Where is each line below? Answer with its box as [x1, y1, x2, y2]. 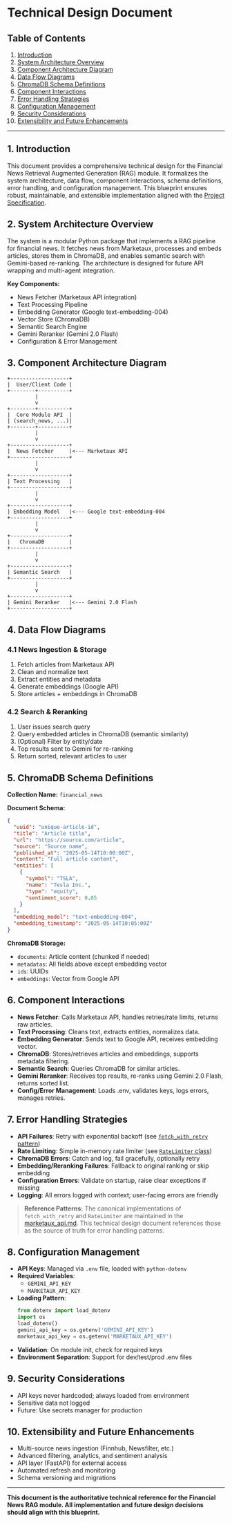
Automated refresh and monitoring [17, 1466, 116, 1475]
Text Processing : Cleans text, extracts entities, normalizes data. [17, 1027, 200, 1036]
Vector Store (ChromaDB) [17, 315, 90, 323]
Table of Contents [7, 32, 86, 44]
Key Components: [7, 279, 60, 288]
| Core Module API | [7, 411, 72, 419]
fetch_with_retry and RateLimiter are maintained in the [23, 1211, 184, 1220]
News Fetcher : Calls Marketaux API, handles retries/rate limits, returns [17, 1013, 219, 1021]
